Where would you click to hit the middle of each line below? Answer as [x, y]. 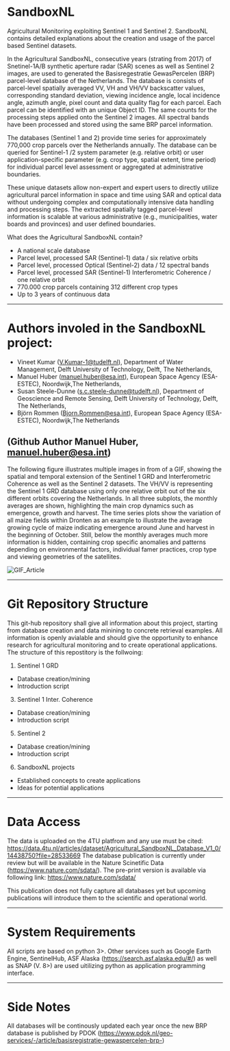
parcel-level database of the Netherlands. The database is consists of [105, 80]
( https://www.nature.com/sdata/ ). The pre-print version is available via [107, 870]
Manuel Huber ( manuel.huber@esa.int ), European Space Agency [108, 376]
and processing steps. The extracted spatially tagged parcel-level [100, 209]
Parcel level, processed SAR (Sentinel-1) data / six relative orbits [107, 257]
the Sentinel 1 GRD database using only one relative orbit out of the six [106, 491]
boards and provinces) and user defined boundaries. [81, 224]
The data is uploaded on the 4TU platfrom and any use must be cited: [105, 840]
